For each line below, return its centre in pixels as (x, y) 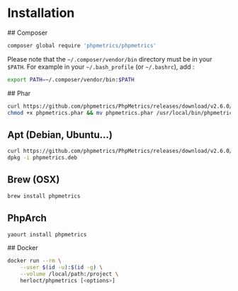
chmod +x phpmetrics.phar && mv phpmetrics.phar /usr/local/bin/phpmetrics (121, 113)
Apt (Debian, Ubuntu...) (60, 135)
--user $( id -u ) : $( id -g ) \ (61, 268)
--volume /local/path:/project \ (69, 274)
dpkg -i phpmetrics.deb (42, 158)
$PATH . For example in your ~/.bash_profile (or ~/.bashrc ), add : (101, 67)
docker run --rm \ (34, 261)
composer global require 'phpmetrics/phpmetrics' (82, 45)
